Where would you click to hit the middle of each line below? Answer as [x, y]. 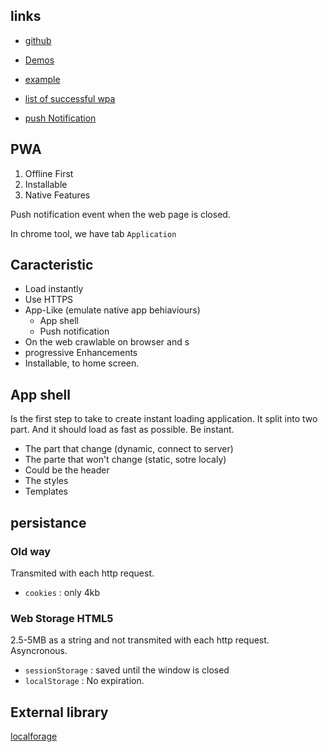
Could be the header [67, 470]
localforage [34, 736]
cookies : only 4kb [62, 592]
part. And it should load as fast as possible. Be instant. [122, 430]
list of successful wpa [70, 98]
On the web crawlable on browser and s [107, 342]
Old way [31, 551]
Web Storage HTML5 [62, 618]
